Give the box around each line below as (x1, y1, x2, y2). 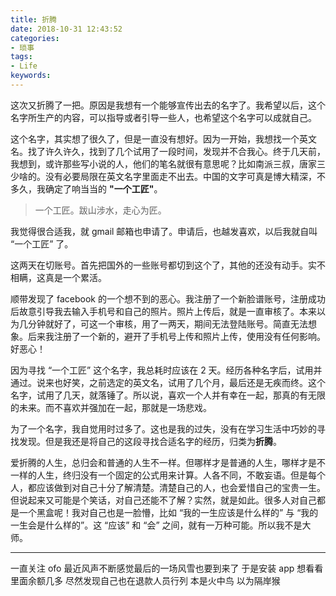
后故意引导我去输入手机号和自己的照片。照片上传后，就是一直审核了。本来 (10, 305, 317, 317)
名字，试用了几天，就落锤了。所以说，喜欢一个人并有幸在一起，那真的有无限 (10, 389, 326, 401)
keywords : (10, 71, 52, 81)
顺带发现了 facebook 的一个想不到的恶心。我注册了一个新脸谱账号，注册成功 (10, 292, 326, 305)
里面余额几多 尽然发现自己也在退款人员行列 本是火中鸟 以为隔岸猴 (10, 574, 281, 586)
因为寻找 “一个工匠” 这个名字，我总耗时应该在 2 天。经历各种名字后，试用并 (10, 364, 323, 376)
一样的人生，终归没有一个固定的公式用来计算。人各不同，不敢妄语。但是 (10, 469, 308, 481)
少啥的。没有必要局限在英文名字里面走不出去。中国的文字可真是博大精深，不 (10, 170, 326, 182)
